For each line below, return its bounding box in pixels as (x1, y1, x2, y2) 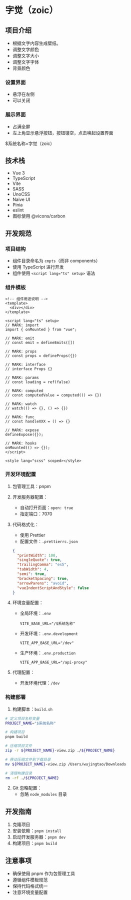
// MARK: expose (5, 428, 39, 433)
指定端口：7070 (19, 510, 52, 516)
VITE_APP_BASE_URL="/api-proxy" (19, 660, 87, 665)
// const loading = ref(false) (5, 379, 70, 385)
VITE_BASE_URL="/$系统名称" (19, 621, 76, 626)
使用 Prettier (19, 532, 45, 538)
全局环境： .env (19, 610, 51, 616)
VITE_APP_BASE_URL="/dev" (19, 640, 74, 645)
